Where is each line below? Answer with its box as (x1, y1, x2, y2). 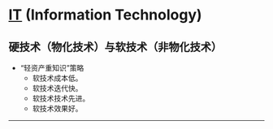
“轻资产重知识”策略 (19, 63, 84, 72)
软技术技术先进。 (32, 93, 90, 103)
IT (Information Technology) (8, 6, 202, 24)
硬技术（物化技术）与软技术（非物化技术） (8, 40, 222, 54)
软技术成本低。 (32, 73, 83, 83)
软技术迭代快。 (32, 84, 83, 92)
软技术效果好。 (32, 104, 83, 113)
